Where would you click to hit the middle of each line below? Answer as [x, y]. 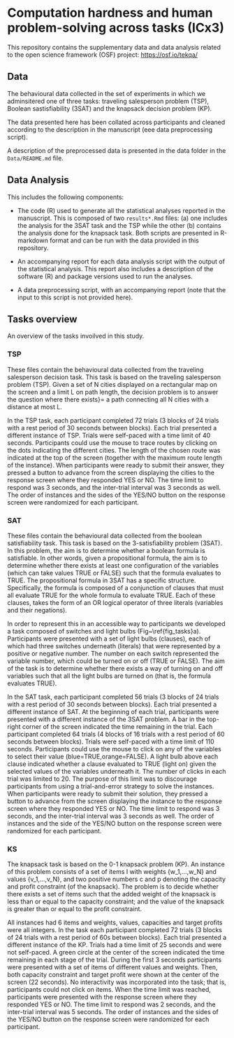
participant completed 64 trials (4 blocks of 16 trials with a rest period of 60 [116, 734]
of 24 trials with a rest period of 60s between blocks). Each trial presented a [117, 938]
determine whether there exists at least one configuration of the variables [113, 565]
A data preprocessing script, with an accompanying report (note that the [122, 289]
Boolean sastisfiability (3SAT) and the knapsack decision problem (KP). [110, 108]
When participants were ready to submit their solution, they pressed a [108, 793]
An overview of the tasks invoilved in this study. [76, 336]
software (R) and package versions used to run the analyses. [105, 276]
